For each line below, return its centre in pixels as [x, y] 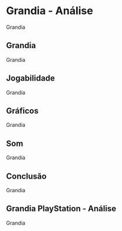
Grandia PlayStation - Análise [61, 209]
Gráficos [22, 111]
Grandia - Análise [50, 11]
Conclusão [27, 176]
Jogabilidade [31, 78]
